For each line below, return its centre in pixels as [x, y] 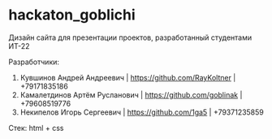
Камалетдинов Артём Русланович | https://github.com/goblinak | [131, 94]
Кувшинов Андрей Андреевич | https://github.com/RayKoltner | [128, 77]
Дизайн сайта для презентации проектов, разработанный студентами [130, 37]
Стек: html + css [36, 128]
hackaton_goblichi [72, 15]
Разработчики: [34, 62]
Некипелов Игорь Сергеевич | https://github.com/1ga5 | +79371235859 [142, 112]
